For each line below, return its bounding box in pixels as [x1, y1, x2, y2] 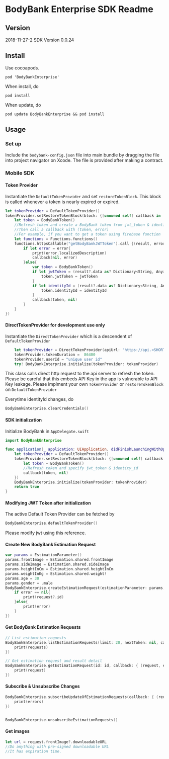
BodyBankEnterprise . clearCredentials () [5, 406, 89, 411]
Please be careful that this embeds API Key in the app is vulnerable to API [5, 376, 157, 382]
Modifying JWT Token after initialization [5, 499, 92, 506]
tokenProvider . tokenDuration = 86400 [14, 352, 96, 357]
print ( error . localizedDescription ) [32, 250, 107, 256]
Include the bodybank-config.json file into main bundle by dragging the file [5, 152, 160, 158]
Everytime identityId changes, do [5, 396, 74, 402]
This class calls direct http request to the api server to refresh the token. [5, 371, 155, 377]
